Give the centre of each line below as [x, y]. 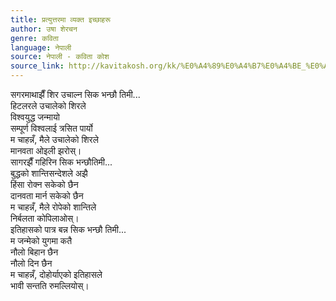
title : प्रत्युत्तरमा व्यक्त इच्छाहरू [60, 19]
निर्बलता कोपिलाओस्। [45, 218]
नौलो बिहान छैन [34, 252]
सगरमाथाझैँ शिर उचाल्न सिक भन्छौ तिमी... [75, 94]
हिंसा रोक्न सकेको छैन [44, 184]
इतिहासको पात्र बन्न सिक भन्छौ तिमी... [68, 229]
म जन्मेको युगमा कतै [41, 240]
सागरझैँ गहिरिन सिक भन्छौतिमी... [61, 162]
